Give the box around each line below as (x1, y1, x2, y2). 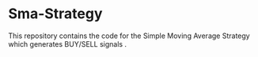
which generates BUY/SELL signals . (8, 39, 127, 48)
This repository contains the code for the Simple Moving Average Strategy (8, 31, 251, 40)
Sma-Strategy (8, 5, 103, 23)
